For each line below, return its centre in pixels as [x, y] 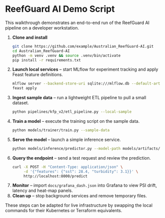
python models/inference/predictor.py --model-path [66, 148]
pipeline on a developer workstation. [42, 27]
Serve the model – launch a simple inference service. [66, 139]
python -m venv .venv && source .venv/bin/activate [66, 55]
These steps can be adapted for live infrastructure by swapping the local [79, 205]
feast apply [24, 88]
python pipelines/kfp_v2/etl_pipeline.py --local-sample [72, 112]
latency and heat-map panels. [42, 191]
